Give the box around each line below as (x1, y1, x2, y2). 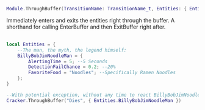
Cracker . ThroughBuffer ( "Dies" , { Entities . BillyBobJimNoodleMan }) (6, 97, 182, 103)
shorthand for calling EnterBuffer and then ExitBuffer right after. (6, 23, 166, 30)
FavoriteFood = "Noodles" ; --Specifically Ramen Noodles (28, 70, 176, 76)
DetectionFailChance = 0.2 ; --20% (28, 64, 116, 70)
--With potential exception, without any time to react (6, 92, 151, 98)
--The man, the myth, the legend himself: (17, 47, 127, 53)
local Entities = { (6, 41, 56, 47)
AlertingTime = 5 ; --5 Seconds (28, 58, 108, 64)
